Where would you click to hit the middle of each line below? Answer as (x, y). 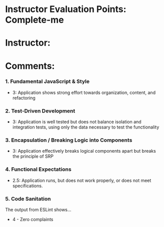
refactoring (24, 98)
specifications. (27, 186)
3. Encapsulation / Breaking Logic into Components (69, 140)
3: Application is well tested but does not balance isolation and (77, 122)
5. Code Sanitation (28, 198)
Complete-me (34, 20)
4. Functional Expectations (38, 169)
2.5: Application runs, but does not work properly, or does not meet (82, 180)
